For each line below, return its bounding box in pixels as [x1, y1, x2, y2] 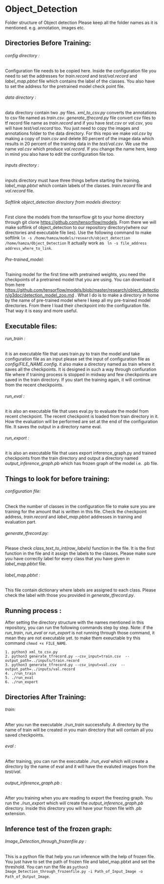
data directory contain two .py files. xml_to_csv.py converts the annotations [5, 109, 157, 115]
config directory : [5, 52, 40, 58]
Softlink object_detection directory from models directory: [5, 199, 122, 205]
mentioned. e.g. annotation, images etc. [5, 24, 85, 30]
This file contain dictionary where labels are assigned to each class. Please [5, 587, 156, 593]
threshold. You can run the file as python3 [5, 863, 88, 870]
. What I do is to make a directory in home [75, 292, 159, 298]
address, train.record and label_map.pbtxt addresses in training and [5, 514, 142, 520]
